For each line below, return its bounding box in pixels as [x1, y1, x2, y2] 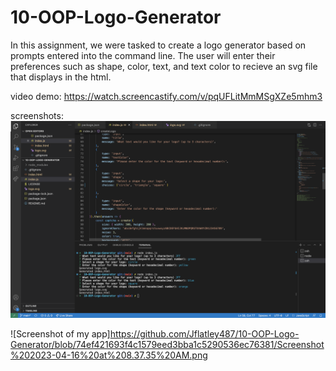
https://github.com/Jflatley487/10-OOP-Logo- [109, 327, 300, 340]
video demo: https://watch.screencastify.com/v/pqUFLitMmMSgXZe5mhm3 [10, 90, 323, 102]
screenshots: [10, 109, 64, 121]
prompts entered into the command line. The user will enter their [10, 49, 276, 61]
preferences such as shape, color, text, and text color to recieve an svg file [10, 60, 318, 72]
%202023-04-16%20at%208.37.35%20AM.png [10, 349, 208, 361]
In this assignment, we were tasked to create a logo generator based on [10, 39, 307, 51]
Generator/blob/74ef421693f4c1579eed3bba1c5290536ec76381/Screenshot [10, 338, 325, 350]
